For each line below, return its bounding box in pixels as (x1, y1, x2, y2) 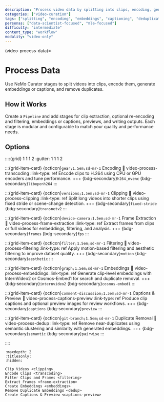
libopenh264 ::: (28, 181, 58, 187)
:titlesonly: (5, 354, 32, 359)
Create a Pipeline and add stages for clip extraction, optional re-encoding (5, 113, 155, 119)
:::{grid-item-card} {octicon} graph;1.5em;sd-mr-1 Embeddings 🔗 (5, 265, 134, 271)
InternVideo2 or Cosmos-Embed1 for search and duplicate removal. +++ (5, 276, 150, 281)
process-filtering (5, 245, 39, 251)
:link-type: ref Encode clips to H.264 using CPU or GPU (30, 170, 142, 176)
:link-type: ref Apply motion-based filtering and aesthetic (40, 245, 154, 251)
